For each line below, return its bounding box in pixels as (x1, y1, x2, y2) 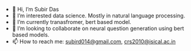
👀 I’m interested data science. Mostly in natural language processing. (12, 12, 186, 19)
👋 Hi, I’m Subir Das (12, 6, 59, 13)
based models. (12, 31, 50, 38)
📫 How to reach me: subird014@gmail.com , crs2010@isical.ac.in (12, 38, 176, 45)
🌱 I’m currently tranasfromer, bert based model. (12, 19, 132, 25)
